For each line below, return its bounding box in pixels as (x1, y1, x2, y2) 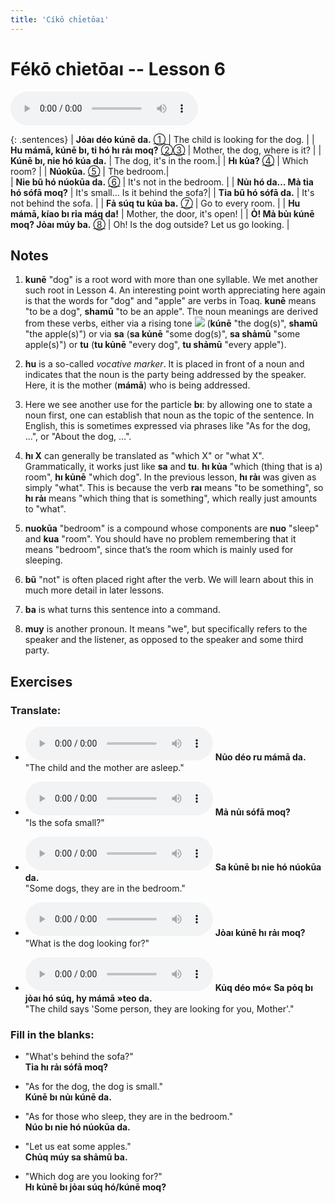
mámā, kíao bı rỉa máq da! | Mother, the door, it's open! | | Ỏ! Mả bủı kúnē (10, 207, 315, 220)
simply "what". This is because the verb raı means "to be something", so (24, 482, 324, 494)
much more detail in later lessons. (24, 584, 165, 596)
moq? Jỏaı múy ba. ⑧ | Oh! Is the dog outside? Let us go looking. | (10, 218, 290, 230)
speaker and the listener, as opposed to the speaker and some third (24, 634, 304, 646)
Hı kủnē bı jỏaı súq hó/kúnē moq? (24, 1181, 167, 1193)
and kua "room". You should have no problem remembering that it (24, 533, 297, 545)
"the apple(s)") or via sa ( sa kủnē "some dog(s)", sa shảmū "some (24, 328, 301, 340)
